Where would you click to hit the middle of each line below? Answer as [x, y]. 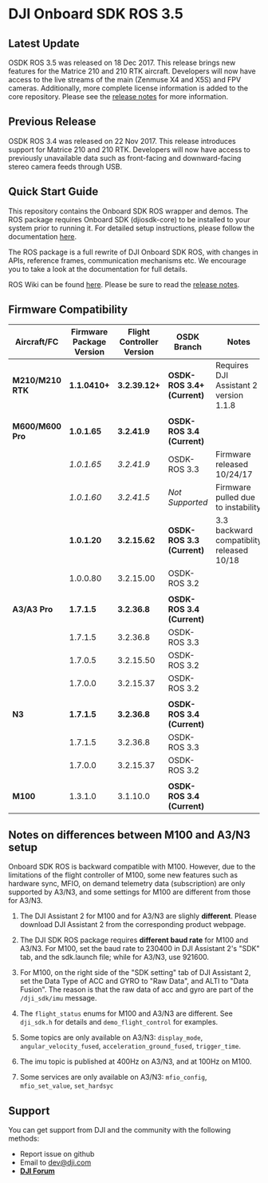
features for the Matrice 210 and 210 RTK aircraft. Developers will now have [132, 71]
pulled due [235, 498]
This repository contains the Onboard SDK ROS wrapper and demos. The [128, 211]
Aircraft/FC [37, 342]
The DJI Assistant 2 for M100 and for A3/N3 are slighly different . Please [138, 916]
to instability [238, 507]
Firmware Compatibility [68, 310]
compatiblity [238, 541]
